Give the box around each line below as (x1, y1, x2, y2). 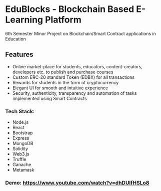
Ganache (12, 162, 31, 168)
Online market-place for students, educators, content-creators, (12, 63, 142, 69)
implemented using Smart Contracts (12, 95, 87, 101)
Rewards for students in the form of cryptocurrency (12, 79, 119, 85)
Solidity (12, 146, 28, 152)
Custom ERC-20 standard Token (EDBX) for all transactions (12, 74, 135, 80)
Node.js (12, 119, 29, 125)
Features (5, 50, 33, 59)
